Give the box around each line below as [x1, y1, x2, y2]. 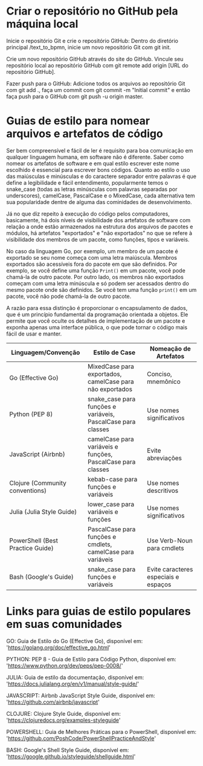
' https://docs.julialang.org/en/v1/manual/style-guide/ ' [6, 680, 140, 687]
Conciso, [147, 369, 172, 378]
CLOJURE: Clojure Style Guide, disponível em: [6, 710, 121, 717]
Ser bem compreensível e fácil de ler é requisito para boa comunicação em [6, 147, 193, 154]
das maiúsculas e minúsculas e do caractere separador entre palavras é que [6, 173, 196, 180]
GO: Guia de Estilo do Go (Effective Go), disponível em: [6, 637, 143, 644]
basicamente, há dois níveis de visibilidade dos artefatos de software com [6, 216, 191, 223]
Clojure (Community [9, 478, 66, 487]
